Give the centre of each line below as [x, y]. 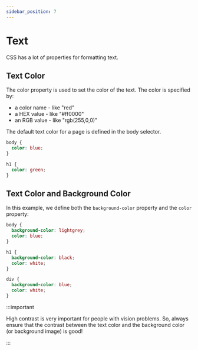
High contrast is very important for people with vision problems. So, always [97, 318]
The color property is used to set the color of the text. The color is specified [98, 90]
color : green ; [29, 170]
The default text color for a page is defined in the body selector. [84, 132]
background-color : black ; [43, 258]
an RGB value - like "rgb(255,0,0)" [56, 120]
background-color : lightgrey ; [48, 231]
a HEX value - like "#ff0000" [49, 114]
